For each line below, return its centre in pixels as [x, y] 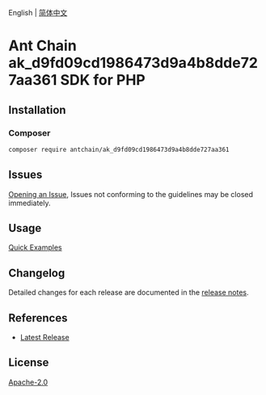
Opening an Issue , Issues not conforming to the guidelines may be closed [131, 194]
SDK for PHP [103, 80]
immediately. [30, 203]
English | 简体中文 [38, 13]
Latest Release [45, 337]
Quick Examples [35, 248]
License [29, 363]
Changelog [37, 273]
